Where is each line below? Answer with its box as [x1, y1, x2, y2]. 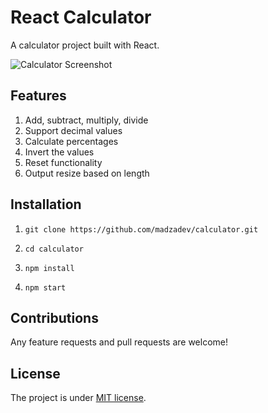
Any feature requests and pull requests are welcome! [10, 336, 229, 348]
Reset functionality [24, 156, 103, 168]
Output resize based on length [24, 167, 150, 179]
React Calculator [10, 6, 152, 29]
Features [10, 87, 67, 105]
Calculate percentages [24, 135, 119, 147]
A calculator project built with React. [10, 39, 160, 51]
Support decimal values [24, 124, 123, 136]
